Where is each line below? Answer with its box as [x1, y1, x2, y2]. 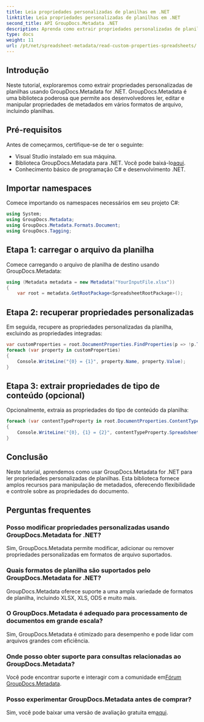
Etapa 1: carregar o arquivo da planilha [6, 245, 154, 255]
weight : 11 [6, 37, 34, 43]
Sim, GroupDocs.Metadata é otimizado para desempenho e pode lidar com [6, 630, 194, 638]
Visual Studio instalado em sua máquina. [15, 152, 117, 160]
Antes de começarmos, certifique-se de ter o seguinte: [6, 141, 144, 148]
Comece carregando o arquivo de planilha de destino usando [6, 261, 160, 268]
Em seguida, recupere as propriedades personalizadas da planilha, [6, 323, 173, 331]
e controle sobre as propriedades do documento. [6, 487, 129, 495]
